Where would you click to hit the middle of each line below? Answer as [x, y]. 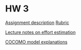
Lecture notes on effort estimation [40, 32]
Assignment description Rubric [37, 22]
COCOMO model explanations [36, 42]
